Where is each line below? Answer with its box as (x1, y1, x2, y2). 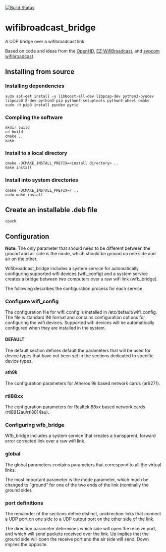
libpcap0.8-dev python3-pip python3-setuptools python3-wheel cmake (5, 98, 150, 103)
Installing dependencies (5, 82, 64, 89)
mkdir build (5, 125, 30, 130)
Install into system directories (5, 176, 78, 183)
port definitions (5, 499, 44, 506)
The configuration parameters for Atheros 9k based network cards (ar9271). (5, 380, 161, 386)
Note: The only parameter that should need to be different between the (5, 245, 151, 251)
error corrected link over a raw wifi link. (5, 438, 86, 444)
